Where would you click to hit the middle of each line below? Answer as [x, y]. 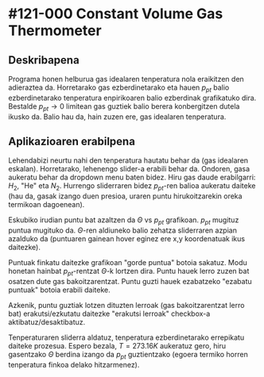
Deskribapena [44, 60]
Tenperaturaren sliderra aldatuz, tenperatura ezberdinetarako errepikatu [126, 337]
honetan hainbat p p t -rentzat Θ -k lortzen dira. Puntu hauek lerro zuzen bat [129, 272]
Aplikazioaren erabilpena [72, 141]
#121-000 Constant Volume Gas [116, 14]
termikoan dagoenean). [47, 205]
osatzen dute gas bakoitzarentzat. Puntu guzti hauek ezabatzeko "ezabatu [130, 281]
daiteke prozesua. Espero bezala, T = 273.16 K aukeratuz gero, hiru [117, 345]
